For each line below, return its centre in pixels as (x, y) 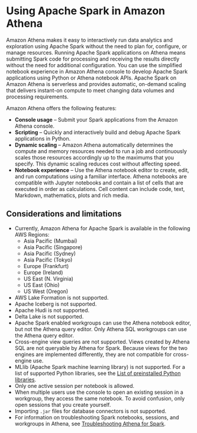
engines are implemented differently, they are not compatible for (93, 354)
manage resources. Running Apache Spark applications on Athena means (96, 52)
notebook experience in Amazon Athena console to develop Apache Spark (97, 71)
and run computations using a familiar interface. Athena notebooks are (101, 176)
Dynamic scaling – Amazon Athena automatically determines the (94, 145)
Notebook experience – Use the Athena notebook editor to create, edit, (102, 170)
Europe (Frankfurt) (46, 266)
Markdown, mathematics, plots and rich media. (72, 195)
